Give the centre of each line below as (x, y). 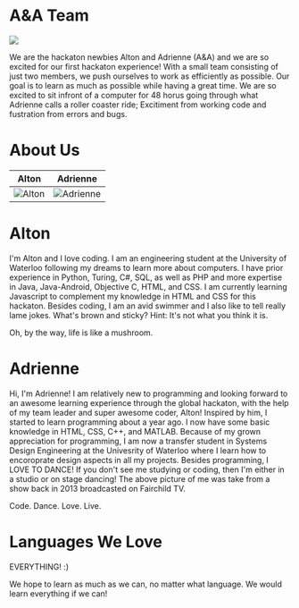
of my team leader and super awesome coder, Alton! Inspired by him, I (138, 412)
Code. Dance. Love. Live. (55, 505)
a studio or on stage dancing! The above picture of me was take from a (140, 478)
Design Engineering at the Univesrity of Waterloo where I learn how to (138, 450)
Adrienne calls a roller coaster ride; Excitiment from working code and (138, 105)
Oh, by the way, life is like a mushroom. (81, 333)
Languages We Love (86, 541)
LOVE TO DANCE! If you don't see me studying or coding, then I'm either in (147, 469)
